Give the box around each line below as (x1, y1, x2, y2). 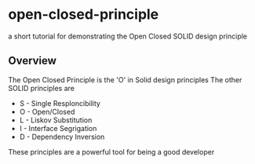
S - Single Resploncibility (19, 98, 100, 108)
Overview (8, 54, 57, 67)
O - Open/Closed (19, 107, 75, 116)
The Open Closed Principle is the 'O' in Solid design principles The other (8, 75, 242, 84)
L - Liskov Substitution (19, 115, 93, 125)
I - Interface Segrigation (19, 123, 97, 133)
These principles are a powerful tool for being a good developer (8, 147, 215, 156)
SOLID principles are (8, 83, 75, 93)
